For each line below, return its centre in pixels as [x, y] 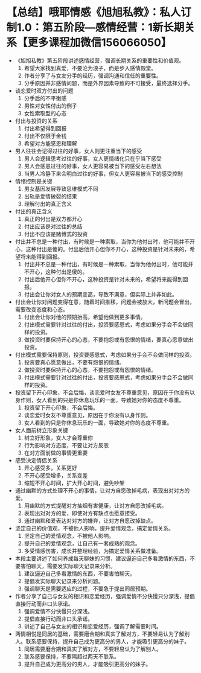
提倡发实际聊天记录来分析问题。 [64, 581]
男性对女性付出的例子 [50, 106]
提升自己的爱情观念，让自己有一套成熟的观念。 [82, 543]
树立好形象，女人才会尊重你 [59, 438]
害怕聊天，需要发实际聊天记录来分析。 [68, 566]
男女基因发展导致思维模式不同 [61, 188]
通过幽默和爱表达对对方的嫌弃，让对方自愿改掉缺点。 [90, 520]
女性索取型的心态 [45, 113]
